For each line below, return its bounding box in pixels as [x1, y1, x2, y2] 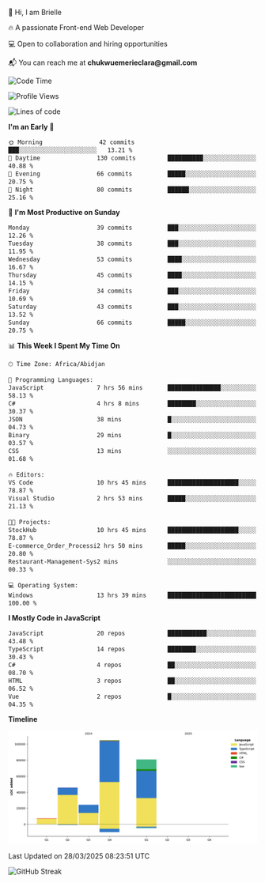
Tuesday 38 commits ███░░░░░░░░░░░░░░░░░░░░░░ [8, 240, 257, 247]
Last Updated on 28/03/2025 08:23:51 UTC [8, 851, 150, 861]
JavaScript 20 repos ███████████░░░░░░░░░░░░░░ [8, 629, 257, 637]
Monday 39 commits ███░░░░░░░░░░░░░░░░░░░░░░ [8, 224, 257, 232]
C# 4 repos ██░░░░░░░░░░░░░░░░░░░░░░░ [8, 661, 257, 669]
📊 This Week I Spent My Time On [8, 341, 120, 350]
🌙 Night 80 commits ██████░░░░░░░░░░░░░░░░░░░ [8, 186, 257, 194]
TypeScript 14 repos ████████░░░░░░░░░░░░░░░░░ [8, 645, 257, 653]
